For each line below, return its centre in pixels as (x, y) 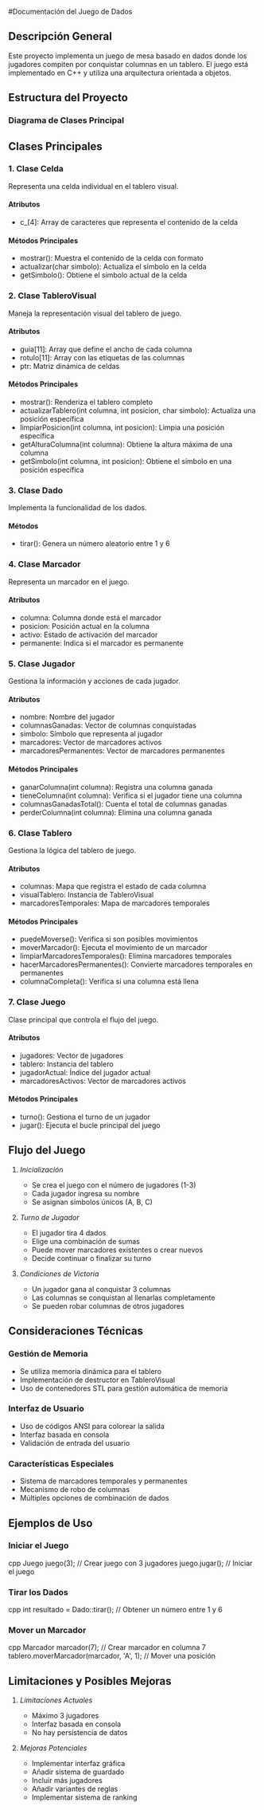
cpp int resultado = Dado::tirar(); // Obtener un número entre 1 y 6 (115, 1610)
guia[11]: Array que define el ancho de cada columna (106, 349)
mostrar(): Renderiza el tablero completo (86, 402)
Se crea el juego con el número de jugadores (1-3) (114, 1185)
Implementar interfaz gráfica (78, 1764)
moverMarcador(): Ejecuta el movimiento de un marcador (114, 948)
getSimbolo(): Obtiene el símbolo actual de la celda (103, 275)
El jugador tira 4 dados (69, 1233)
